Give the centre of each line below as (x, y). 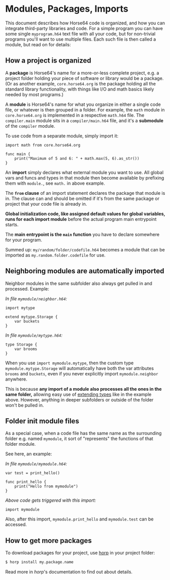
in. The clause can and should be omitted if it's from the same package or (82, 198)
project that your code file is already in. (46, 204)
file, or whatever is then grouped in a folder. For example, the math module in (85, 109)
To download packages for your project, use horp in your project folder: (80, 553)
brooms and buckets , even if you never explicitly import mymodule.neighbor (82, 373)
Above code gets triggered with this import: (51, 500)
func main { (18, 154)
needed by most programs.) (35, 94)
